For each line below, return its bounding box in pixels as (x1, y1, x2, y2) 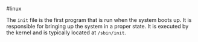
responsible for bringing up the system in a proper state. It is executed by (6, 23, 189, 30)
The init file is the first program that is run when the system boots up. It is (6, 17, 192, 23)
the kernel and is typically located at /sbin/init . (6, 29, 127, 36)
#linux (6, 5, 22, 12)
